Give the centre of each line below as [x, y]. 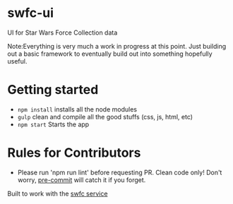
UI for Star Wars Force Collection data [62, 32]
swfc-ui [31, 13]
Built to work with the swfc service [58, 193]
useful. [17, 61]
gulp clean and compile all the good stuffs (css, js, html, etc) [105, 116]
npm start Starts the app [53, 124]
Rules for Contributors [74, 153]
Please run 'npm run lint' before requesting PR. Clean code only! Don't [120, 172]
